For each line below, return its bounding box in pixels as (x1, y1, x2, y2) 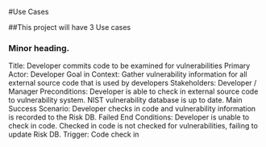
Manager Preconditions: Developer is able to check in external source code (8, 86, 259, 96)
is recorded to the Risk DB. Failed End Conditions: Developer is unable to (8, 112, 250, 122)
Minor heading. (8, 42, 70, 53)
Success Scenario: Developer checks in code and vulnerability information (8, 104, 256, 114)
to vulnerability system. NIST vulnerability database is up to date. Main (8, 95, 243, 105)
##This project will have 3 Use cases (8, 23, 131, 31)
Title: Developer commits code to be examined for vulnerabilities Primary (8, 61, 251, 71)
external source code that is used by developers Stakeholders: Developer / (8, 78, 257, 88)
